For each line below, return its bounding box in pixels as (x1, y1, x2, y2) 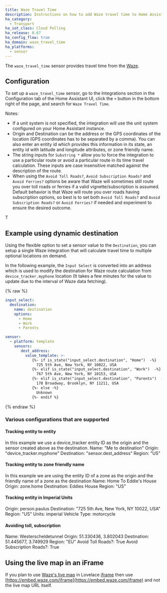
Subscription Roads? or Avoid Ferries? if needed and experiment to (12, 200, 152, 206)
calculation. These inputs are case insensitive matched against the (12, 162, 149, 168)
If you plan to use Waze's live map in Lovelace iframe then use (5, 572, 133, 578)
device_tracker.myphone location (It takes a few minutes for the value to (5, 273, 152, 279)
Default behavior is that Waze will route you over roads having (12, 189, 140, 195)
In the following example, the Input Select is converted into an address (5, 263, 152, 269)
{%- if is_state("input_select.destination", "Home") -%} (31, 357, 157, 363)
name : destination (14, 307, 52, 312)
